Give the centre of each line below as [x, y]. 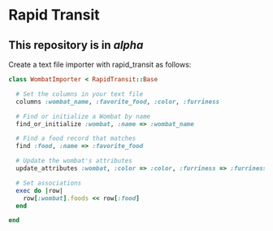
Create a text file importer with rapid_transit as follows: [100, 64]
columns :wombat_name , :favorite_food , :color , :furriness [118, 102]
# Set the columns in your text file [80, 94]
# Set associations [49, 183]
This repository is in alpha [76, 45]
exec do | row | [39, 190]
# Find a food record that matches [76, 139]
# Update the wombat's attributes [74, 161]
